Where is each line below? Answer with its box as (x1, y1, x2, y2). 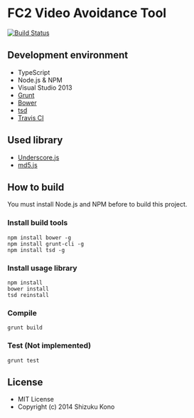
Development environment (7, 49, 129, 61)
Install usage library (7, 263, 77, 273)
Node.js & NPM (17, 75, 63, 84)
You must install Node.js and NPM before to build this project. (7, 200, 188, 209)
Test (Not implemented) (7, 340, 92, 350)
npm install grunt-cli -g (7, 240, 84, 247)
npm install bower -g (7, 234, 72, 241)
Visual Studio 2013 (17, 83, 72, 92)
